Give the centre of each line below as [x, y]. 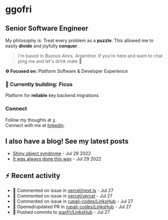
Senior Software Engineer [47, 28]
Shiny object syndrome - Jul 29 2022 [52, 154]
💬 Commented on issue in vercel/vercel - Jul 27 [63, 196]
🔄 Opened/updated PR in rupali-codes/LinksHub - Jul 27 [72, 207]
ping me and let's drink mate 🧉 [50, 61]
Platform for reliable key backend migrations [52, 95]
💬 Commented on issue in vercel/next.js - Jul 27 [63, 190]
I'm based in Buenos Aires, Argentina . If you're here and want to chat [90, 56]
